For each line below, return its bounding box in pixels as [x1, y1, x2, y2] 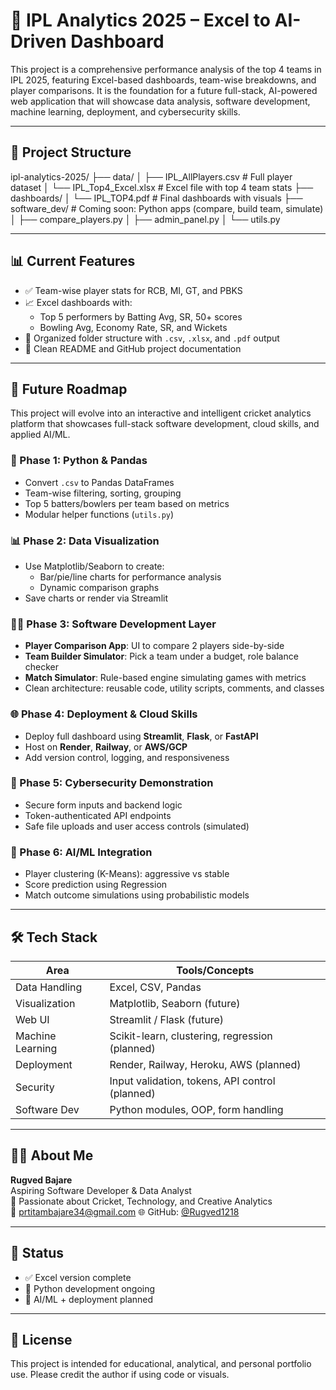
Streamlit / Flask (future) [109, 1012, 225, 1026]
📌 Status [10, 1245, 65, 1262]
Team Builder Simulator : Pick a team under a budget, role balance [24, 650, 299, 663]
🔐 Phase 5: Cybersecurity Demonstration [10, 776, 214, 790]
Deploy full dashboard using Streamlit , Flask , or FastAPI [24, 730, 259, 742]
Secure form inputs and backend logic [24, 799, 183, 811]
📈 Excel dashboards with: [24, 296, 133, 308]
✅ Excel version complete [24, 1271, 132, 1283]
